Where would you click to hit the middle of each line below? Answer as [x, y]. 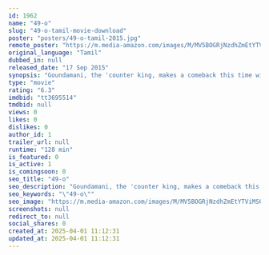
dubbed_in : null [35, 61]
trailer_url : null [39, 142]
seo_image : [26, 201]
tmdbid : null [30, 105]
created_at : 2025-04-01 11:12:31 [64, 231]
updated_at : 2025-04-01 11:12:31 [64, 239]
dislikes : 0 [28, 127]
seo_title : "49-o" [39, 179]
